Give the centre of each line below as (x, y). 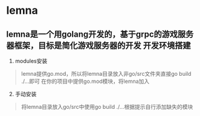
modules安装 (31, 61)
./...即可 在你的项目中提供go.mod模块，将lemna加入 (85, 81)
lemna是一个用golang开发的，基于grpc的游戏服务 (100, 34)
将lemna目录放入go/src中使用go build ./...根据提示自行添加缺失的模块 (107, 107)
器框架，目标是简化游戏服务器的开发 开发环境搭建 (98, 45)
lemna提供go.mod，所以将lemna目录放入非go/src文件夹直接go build (106, 74)
